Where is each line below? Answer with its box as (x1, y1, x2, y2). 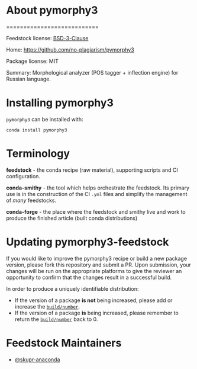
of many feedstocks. (6, 197, 57, 204)
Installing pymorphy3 (6, 96, 114, 110)
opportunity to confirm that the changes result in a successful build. (6, 274, 172, 281)
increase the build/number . (14, 303, 80, 310)
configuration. (6, 172, 40, 179)
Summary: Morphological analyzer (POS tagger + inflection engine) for (6, 69, 179, 76)
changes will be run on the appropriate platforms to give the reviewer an (6, 267, 182, 274)
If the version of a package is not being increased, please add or (14, 297, 173, 304)
